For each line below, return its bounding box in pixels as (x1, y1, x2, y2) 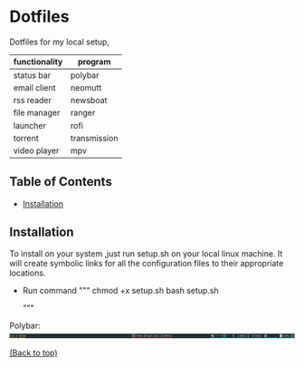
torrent (13, 132, 39, 143)
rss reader (13, 95, 52, 106)
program (77, 56, 111, 67)
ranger (71, 107, 96, 119)
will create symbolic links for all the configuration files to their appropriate (9, 258, 284, 269)
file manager (13, 107, 61, 119)
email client (13, 82, 56, 92)
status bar (13, 70, 52, 81)
